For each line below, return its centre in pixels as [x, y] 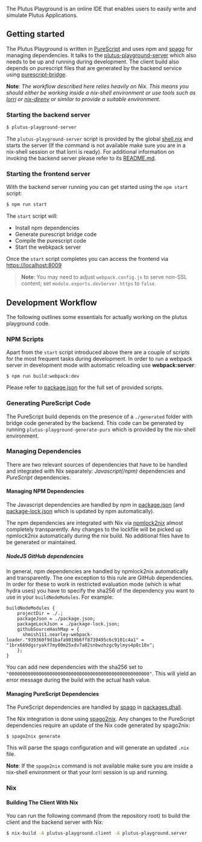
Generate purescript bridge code [56, 234]
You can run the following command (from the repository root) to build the [98, 816]
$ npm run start [27, 205]
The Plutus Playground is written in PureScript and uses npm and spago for [99, 48]
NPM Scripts [25, 339]
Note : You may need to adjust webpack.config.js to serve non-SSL [104, 277]
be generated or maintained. [42, 542]
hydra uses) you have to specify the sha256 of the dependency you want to [100, 591]
